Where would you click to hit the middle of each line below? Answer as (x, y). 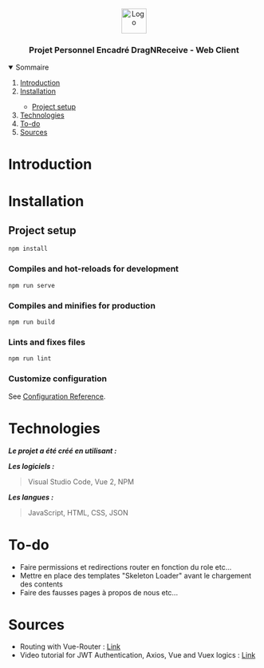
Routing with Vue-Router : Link (70, 646)
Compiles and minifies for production (82, 305)
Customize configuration (58, 379)
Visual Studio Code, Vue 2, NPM (81, 481)
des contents (41, 584)
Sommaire (32, 67)
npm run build (32, 322)
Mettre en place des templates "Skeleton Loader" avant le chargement (136, 575)
